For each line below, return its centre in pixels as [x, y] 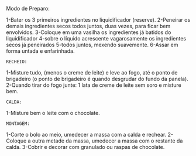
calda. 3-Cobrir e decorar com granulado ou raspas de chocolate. [85, 147]
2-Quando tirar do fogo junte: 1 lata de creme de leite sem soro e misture [94, 85]
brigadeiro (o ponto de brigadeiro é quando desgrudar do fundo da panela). [97, 79]
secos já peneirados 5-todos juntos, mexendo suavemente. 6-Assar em [92, 45]
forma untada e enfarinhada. [40, 51]
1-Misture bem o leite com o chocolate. [53, 113]
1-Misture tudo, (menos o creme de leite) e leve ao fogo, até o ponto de [92, 72]
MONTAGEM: [18, 124]
